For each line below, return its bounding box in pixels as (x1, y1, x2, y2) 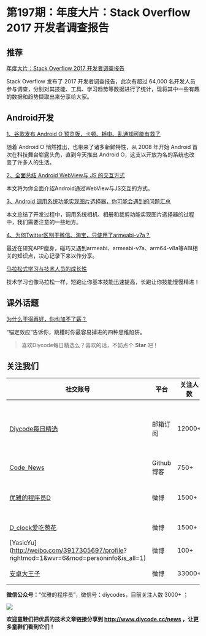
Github (152, 459, 172, 467)
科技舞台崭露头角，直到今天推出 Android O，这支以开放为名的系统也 (17, 151, 189, 158)
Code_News (9, 464, 45, 472)
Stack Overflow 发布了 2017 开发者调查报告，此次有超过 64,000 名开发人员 (6, 78, 196, 85)
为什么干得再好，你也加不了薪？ (6, 315, 87, 323)
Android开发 (6, 113, 54, 123)
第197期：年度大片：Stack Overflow (6, 6, 191, 20)
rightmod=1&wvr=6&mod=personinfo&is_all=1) (9, 554, 147, 562)
